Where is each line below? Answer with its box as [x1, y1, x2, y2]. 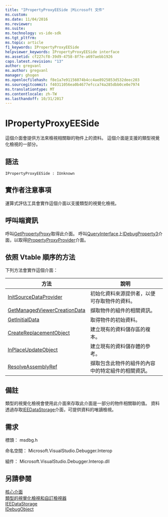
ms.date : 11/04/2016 [5, 17, 48, 22]
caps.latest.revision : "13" [5, 59, 64, 64]
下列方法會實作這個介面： [5, 267, 58, 273]
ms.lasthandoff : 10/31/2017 [5, 96, 64, 101]
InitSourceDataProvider [7, 293, 62, 300]
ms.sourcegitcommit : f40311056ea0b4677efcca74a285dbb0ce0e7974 [5, 82, 140, 87]
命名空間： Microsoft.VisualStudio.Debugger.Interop [5, 448, 112, 454]
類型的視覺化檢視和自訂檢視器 [5, 495, 66, 501]
